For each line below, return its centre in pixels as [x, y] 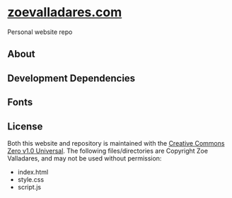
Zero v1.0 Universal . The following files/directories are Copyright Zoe [108, 151]
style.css [31, 179]
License [25, 126]
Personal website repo [40, 32]
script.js [29, 187]
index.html [33, 172]
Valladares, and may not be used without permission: [85, 158]
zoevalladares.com [65, 12]
